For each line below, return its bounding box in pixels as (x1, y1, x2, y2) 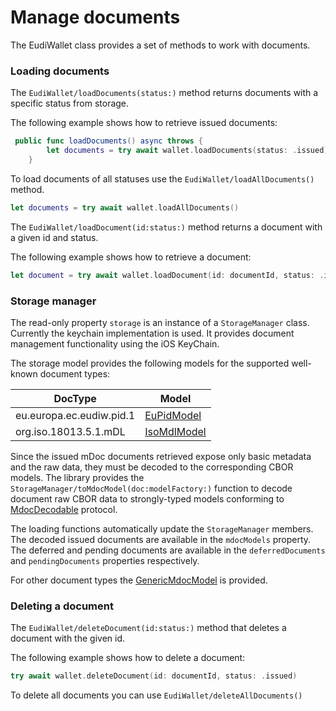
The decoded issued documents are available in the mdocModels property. (10, 533, 312, 545)
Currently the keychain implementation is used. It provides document (10, 327, 295, 339)
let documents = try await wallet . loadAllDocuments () (10, 202, 240, 213)
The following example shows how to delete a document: (10, 652, 246, 664)
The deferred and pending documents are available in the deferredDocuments (10, 544, 326, 556)
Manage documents (10, 6, 181, 29)
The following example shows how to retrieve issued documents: (10, 117, 278, 129)
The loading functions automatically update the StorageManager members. (10, 522, 314, 535)
